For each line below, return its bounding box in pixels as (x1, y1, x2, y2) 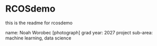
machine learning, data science (5, 35, 72, 41)
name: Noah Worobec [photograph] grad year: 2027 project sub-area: (5, 29, 153, 35)
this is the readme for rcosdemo (5, 20, 73, 26)
